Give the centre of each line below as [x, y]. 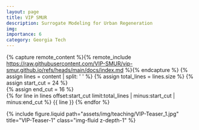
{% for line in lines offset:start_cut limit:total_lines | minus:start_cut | [91, 96]
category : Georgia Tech [36, 40]
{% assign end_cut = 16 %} [40, 89]
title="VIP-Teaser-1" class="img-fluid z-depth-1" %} [71, 120]
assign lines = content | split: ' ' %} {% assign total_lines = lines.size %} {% [100, 76]
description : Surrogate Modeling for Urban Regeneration [80, 23]
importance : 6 [24, 34]
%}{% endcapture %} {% [156, 70]
